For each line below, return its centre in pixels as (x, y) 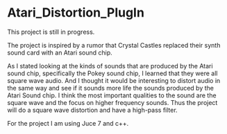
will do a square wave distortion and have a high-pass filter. (93, 110)
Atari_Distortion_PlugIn (76, 13)
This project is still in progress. (51, 32)
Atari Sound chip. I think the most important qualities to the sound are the (112, 95)
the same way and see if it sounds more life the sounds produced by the (110, 88)
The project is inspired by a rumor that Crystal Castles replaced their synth (114, 45)
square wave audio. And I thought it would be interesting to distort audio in (114, 80)
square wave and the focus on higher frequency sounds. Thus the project (112, 102)
